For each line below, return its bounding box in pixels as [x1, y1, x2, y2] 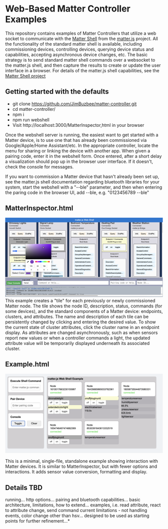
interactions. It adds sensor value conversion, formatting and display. [5, 469, 147, 475]
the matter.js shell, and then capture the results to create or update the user [5, 62, 161, 68]
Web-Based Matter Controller [5, 3, 131, 15]
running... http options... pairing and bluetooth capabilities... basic [5, 497, 141, 503]
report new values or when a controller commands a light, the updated [5, 335, 150, 341]
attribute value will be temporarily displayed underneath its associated [5, 340, 150, 346]
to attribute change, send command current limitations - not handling [5, 507, 147, 513]
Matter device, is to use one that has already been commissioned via [5, 137, 147, 143]
